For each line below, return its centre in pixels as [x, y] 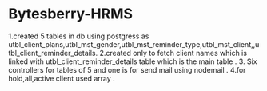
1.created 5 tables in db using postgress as [79, 36]
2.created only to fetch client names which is [173, 53]
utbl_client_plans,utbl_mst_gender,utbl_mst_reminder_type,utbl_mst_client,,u [134, 44]
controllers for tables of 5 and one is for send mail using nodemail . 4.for [127, 69]
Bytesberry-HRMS [71, 14]
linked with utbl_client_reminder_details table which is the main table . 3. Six [133, 61]
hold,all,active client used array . [62, 78]
